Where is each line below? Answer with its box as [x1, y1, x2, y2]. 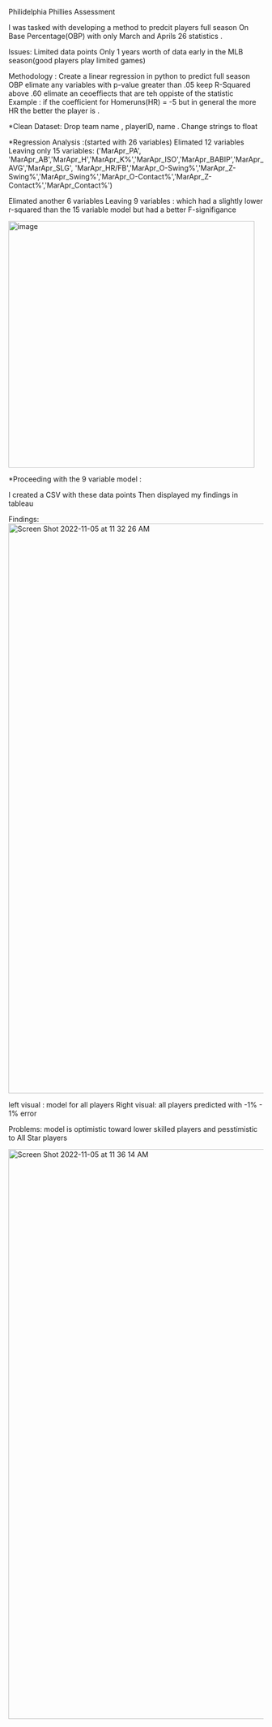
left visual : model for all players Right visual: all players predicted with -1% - [8, 1100, 263, 1109]
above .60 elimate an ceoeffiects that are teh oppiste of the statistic [8, 89, 234, 98]
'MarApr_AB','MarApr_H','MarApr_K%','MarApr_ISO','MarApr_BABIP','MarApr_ [8, 154, 264, 164]
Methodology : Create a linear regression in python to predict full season [8, 71, 251, 80]
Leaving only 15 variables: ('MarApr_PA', [8, 146, 142, 155]
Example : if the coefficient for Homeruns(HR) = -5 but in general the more [8, 97, 257, 106]
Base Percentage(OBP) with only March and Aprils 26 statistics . [8, 32, 223, 41]
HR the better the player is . [8, 106, 100, 115]
